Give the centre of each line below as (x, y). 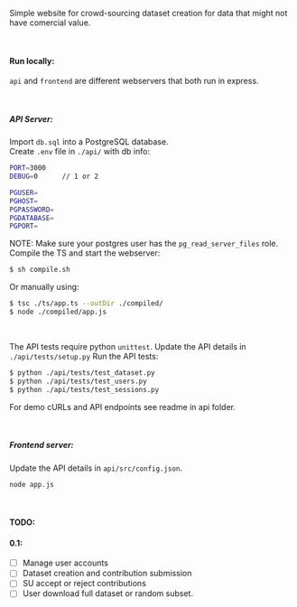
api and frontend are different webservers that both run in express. (134, 81)
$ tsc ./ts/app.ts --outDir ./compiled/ (87, 303)
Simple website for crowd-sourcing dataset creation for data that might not (148, 13)
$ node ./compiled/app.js (58, 312)
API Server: (31, 119)
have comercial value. (50, 23)
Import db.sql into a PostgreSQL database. (89, 142)
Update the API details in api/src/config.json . (96, 468)
